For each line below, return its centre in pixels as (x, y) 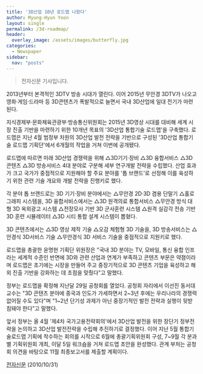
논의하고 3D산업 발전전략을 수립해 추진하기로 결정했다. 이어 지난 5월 (98, 328)
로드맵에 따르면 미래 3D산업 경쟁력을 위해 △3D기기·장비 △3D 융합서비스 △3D (99, 158)
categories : (21, 46)
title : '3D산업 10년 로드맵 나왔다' (47, 12)
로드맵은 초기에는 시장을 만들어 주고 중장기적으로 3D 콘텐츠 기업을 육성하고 (101, 265)
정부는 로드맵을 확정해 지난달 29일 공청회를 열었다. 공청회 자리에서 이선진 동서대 (101, 285)
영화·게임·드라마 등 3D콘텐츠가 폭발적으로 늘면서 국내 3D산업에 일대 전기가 (94, 102)
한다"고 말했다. (40, 308)
